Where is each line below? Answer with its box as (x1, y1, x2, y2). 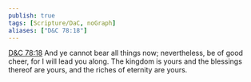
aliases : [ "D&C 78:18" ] (8, 26, 88, 34)
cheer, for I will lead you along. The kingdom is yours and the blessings (8, 57, 242, 66)
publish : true (8, 11, 56, 20)
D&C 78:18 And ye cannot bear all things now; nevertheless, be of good (8, 49, 244, 58)
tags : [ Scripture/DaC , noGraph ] (8, 19, 116, 27)
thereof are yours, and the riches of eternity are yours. (8, 65, 188, 75)
